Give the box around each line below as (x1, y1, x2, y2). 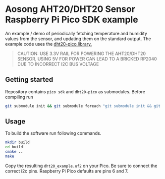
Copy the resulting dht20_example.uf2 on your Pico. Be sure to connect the (5, 163, 158, 169)
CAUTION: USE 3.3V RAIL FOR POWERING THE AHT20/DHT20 (17, 51, 146, 57)
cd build (5, 145, 23, 150)
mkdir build (5, 140, 30, 145)
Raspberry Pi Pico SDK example (5, 14, 138, 25)
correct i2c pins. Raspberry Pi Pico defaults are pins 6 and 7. (5, 168, 129, 174)
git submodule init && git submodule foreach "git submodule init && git (5, 103, 161, 109)
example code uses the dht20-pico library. (5, 41, 92, 47)
